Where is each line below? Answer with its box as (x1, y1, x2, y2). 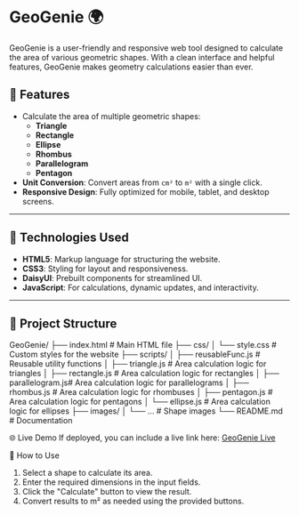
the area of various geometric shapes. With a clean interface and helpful (9, 52, 275, 62)
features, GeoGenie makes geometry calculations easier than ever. (9, 61, 254, 72)
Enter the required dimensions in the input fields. (21, 477, 201, 487)
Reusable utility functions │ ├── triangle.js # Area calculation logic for (9, 358, 267, 369)
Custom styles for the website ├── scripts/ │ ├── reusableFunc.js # (9, 349, 261, 360)
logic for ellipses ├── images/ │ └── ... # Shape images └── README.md (9, 406, 283, 416)
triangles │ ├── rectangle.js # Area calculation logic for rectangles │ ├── (9, 368, 280, 379)
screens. (21, 196, 55, 206)
